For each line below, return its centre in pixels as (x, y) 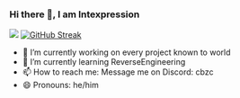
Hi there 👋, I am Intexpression (75, 14)
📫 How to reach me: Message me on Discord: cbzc (118, 72)
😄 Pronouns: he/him (60, 85)
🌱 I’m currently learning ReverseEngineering (104, 62)
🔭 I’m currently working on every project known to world (126, 52)
